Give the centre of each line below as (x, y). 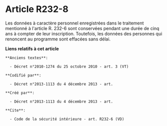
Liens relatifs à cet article (32, 48)
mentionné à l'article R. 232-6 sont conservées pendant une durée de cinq (82, 28)
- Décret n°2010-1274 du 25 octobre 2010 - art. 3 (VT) (69, 66)
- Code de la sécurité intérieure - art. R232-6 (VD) (67, 119)
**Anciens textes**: (27, 58)
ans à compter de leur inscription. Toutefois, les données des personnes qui (84, 33)
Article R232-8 (37, 9)
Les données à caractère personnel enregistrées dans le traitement (74, 23)
